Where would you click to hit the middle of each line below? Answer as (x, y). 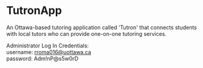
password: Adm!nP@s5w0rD (43, 58)
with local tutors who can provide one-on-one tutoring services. (87, 33)
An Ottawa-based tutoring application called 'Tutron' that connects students (102, 27)
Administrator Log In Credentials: (48, 46)
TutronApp (34, 11)
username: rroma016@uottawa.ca (49, 52)
